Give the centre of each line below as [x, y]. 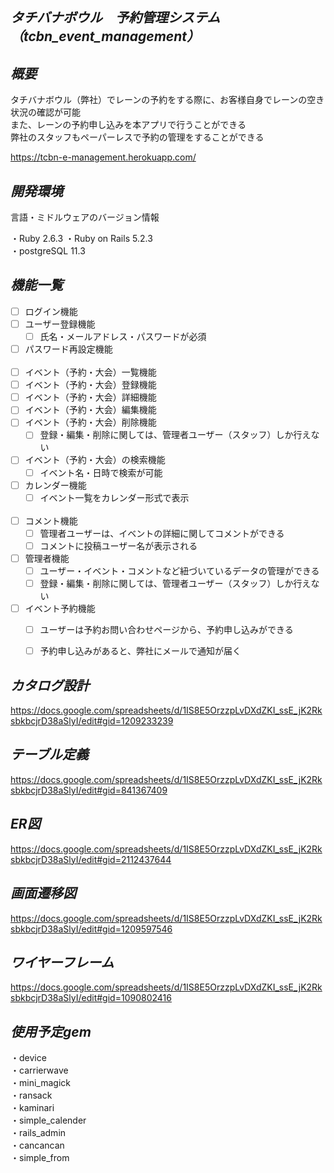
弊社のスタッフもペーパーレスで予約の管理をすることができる [137, 137]
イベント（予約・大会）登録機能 [90, 385]
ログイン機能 [51, 311]
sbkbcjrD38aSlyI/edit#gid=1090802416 [91, 998]
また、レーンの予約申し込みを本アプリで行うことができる [128, 125]
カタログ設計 [50, 685]
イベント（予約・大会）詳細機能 [90, 397]
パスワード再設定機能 [68, 349]
